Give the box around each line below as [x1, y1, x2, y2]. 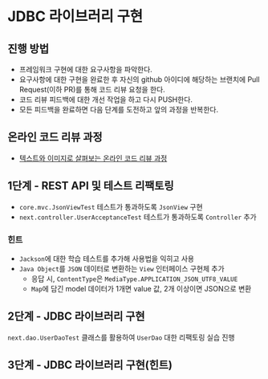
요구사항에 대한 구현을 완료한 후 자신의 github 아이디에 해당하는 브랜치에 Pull [18, 75, 260, 84]
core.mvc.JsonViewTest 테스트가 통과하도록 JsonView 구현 [18, 202, 203, 211]
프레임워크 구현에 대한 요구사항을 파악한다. [18, 65, 153, 74]
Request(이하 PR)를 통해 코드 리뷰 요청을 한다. [18, 85, 165, 94]
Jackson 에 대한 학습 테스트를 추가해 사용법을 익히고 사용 [18, 254, 194, 263]
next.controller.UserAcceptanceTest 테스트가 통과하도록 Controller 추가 [18, 212, 258, 222]
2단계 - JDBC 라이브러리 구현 [7, 310, 145, 324]
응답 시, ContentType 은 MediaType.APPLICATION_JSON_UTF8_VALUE [30, 274, 238, 283]
